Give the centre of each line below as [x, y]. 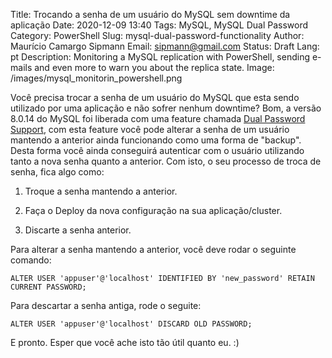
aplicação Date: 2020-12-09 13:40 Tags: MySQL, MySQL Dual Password [159, 25]
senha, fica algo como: [57, 172]
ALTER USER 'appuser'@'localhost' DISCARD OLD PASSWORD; [131, 324]
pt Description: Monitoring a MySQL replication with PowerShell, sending [160, 57]
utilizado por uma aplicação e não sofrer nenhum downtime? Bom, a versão [166, 108]
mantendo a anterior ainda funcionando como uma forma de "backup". [156, 140]
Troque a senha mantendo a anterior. [101, 191]
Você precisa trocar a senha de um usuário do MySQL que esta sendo [155, 97]
